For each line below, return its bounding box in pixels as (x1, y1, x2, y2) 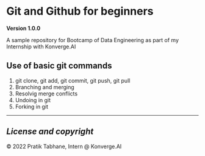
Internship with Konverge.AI (6, 43, 76, 50)
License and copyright (6, 127, 94, 137)
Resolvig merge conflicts (15, 90, 78, 97)
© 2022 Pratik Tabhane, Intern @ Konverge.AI (6, 143, 122, 150)
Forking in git (15, 103, 49, 110)
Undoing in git (15, 96, 51, 103)
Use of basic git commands (6, 61, 112, 71)
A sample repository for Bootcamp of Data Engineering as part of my (6, 36, 179, 43)
